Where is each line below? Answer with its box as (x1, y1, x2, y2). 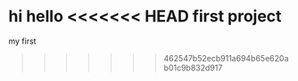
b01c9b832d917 (163, 62, 223, 73)
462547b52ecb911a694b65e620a (163, 53, 289, 63)
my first (8, 36, 37, 46)
